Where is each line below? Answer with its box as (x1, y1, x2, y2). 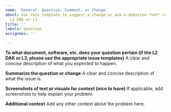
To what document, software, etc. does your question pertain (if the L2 (5, 49, 158, 55)
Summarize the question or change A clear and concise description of (5, 70, 155, 76)
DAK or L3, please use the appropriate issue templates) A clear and (5, 55, 150, 61)
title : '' (5, 21, 26, 27)
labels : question (5, 26, 42, 32)
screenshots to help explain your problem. (5, 91, 94, 97)
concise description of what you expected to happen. (5, 61, 118, 66)
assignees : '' (5, 31, 36, 36)
